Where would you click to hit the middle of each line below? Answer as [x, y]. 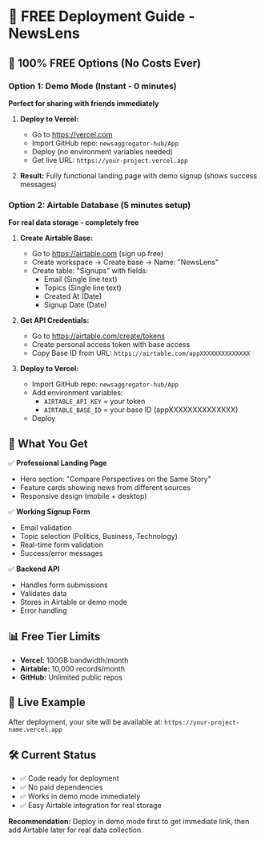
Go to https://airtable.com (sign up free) [98, 254]
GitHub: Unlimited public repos [71, 677]
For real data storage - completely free [74, 222]
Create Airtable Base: [56, 238]
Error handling [43, 610]
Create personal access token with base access [111, 345]
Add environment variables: [77, 393]
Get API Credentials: [54, 320]
